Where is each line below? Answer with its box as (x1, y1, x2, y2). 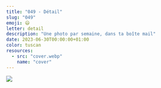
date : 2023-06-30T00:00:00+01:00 (6, 37, 89, 43)
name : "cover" (17, 59, 52, 65)
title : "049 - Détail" (6, 8, 63, 15)
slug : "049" (6, 14, 36, 20)
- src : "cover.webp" (11, 53, 63, 59)
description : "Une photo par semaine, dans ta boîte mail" (6, 31, 156, 37)
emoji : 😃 (6, 20, 30, 26)
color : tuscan (6, 43, 42, 48)
